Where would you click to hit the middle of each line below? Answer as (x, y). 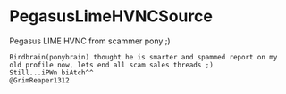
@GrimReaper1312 (39, 80)
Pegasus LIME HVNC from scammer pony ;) (90, 41)
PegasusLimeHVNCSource (111, 16)
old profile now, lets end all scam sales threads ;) (112, 65)
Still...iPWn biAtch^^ (51, 73)
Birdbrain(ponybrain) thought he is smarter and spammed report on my (143, 57)
